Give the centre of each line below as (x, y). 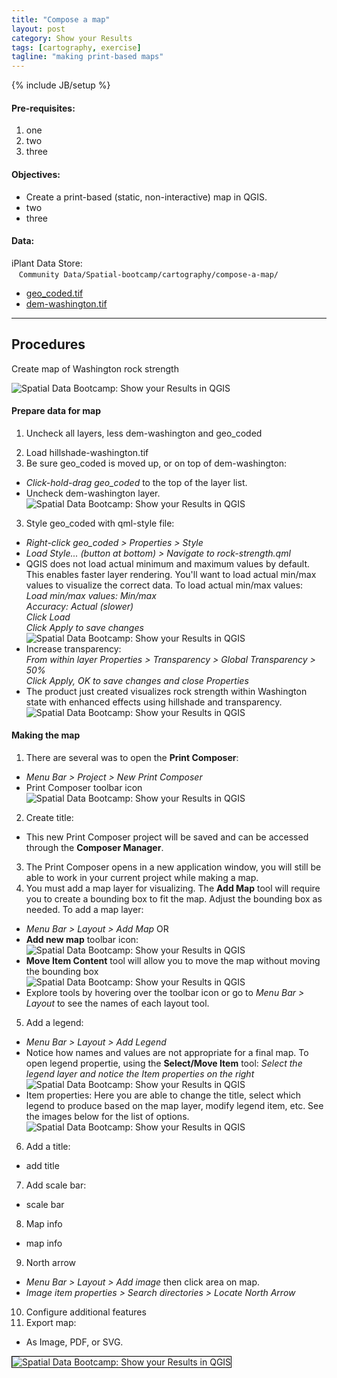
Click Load (48, 617)
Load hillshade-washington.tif (87, 452)
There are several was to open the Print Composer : (132, 757)
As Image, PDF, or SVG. (74, 1342)
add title (42, 1165)
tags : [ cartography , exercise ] (76, 47)
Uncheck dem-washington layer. (93, 493)
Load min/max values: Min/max (91, 595)
